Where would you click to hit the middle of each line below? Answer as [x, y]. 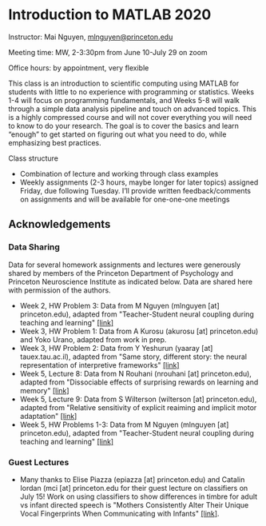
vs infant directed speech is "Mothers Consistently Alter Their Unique [134, 504]
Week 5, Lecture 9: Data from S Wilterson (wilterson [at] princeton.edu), [138, 399]
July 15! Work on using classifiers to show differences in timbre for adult [139, 496]
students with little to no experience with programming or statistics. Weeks [131, 92]
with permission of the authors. [60, 290]
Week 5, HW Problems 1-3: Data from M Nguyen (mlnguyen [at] [124, 424]
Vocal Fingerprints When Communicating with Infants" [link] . [119, 513]
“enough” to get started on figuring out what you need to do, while [117, 134]
